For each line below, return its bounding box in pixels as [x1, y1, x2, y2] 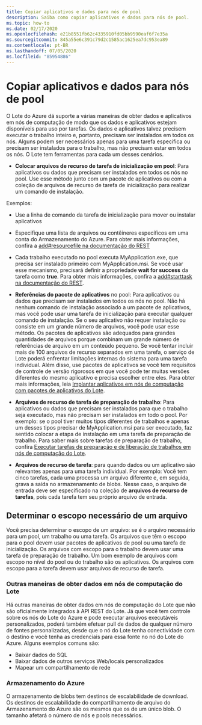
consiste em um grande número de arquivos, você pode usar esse [14, 322, 179, 330]
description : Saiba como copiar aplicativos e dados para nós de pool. [6, 14, 189, 20]
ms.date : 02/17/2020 [6, 25, 58, 32]
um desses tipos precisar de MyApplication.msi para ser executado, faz [14, 424, 192, 431]
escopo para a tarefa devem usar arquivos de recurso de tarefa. [6, 565, 165, 572]
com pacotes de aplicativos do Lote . [14, 386, 105, 394]
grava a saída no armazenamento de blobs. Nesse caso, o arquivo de [14, 480, 187, 487]
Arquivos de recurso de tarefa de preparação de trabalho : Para [14, 398, 175, 406]
